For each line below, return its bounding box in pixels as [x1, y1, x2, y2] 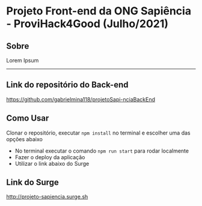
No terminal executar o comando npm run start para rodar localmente [14, 147, 189, 154]
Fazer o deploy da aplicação [14, 153, 85, 160]
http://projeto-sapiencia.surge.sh [6, 193, 88, 201]
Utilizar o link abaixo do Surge [14, 160, 90, 167]
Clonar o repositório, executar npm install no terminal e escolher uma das [6, 129, 191, 136]
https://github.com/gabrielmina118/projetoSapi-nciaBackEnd [6, 95, 155, 103]
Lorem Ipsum [6, 57, 39, 64]
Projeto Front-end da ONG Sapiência [6, 4, 191, 18]
